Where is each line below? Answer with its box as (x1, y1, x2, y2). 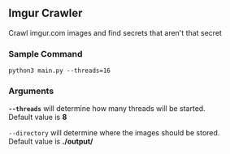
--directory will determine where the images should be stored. (8, 128, 220, 138)
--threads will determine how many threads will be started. (8, 104, 206, 113)
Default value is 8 (8, 113, 67, 122)
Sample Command (8, 48, 83, 59)
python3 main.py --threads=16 (8, 66, 111, 75)
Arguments (8, 85, 54, 96)
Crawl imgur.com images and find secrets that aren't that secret (8, 28, 222, 37)
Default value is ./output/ (8, 137, 93, 147)
